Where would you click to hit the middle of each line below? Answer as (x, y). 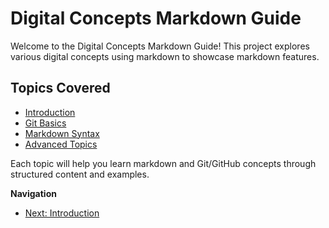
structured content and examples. (80, 174)
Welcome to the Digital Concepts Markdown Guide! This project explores (160, 46)
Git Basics (45, 123)
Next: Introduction (62, 213)
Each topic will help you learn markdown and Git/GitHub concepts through (163, 163)
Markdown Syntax (62, 133)
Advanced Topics (61, 144)
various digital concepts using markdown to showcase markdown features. (165, 56)
